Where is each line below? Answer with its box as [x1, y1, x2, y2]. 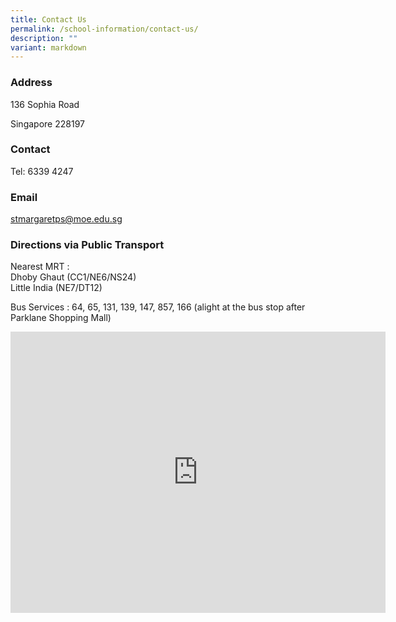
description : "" [10, 33, 78, 43]
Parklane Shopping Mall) [10, 312, 112, 324]
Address [10, 76, 53, 90]
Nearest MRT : [10, 261, 70, 273]
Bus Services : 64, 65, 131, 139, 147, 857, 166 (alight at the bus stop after [10, 301, 306, 313]
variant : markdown [10, 42, 87, 53]
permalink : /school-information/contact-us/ [10, 24, 199, 34]
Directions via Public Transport [10, 238, 165, 252]
